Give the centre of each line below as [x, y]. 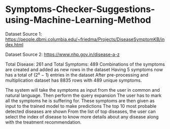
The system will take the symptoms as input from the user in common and [82, 90]
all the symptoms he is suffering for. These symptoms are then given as [80, 101]
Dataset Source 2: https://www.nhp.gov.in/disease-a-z [63, 54]
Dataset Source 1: [24, 34]
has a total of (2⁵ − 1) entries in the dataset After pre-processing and [77, 75]
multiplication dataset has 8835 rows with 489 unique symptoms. [74, 80]
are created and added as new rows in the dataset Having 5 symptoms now [84, 70]
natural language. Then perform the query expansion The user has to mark [83, 95]
